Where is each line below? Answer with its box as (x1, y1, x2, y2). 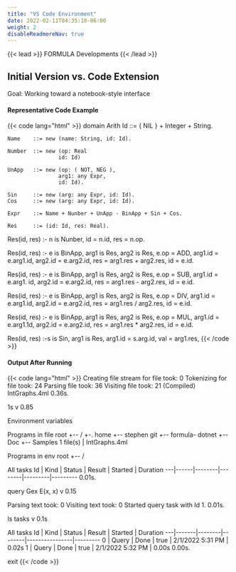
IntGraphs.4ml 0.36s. (7, 389, 69, 397)
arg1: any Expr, (58, 172, 107, 180)
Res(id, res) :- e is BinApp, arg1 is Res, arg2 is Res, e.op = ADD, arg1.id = (7, 249, 219, 257)
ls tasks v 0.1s (7, 514, 48, 524)
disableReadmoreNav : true (7, 30, 84, 38)
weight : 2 (7, 24, 37, 31)
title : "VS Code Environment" (7, 10, 97, 18)
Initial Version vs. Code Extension (7, 71, 160, 83)
